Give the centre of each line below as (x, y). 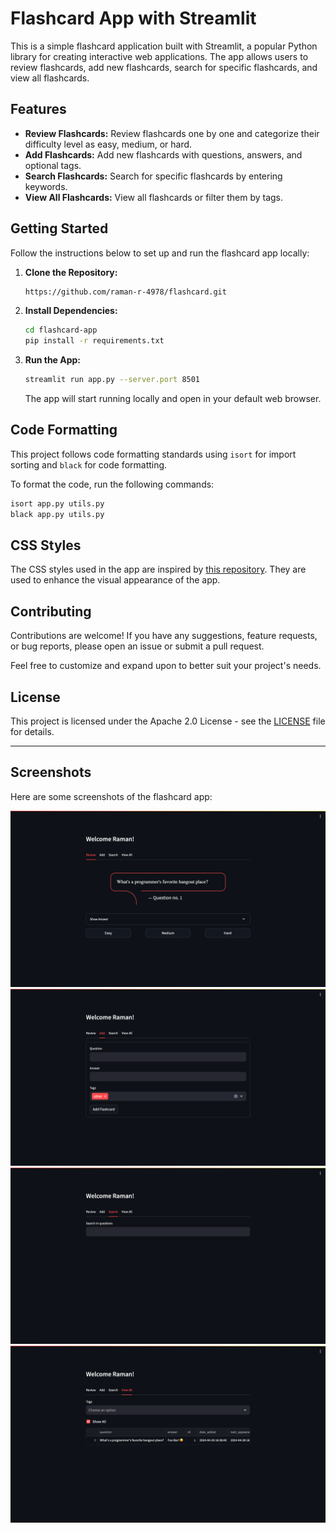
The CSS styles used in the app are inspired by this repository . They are (158, 569)
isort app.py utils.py (57, 503)
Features (38, 109)
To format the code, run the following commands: (112, 484)
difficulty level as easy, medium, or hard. (108, 144)
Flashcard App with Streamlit (133, 18)
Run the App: (53, 360)
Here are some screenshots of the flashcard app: (111, 796)
